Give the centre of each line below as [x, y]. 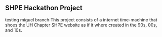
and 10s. [14, 30]
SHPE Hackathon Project [44, 8]
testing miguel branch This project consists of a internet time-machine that [81, 19]
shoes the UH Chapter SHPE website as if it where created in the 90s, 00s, [81, 25]
